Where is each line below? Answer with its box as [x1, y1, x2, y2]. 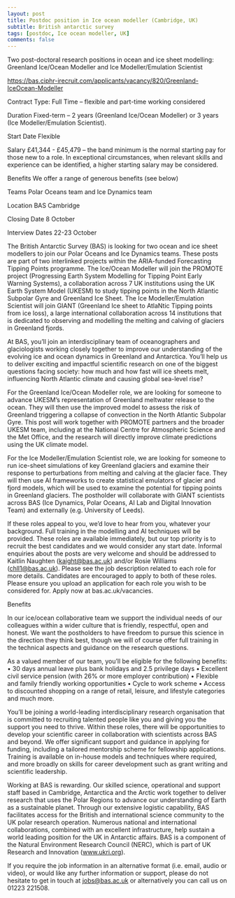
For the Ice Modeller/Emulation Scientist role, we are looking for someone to [7, 454, 226, 462]
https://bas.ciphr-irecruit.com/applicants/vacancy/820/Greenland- [7, 76, 199, 85]
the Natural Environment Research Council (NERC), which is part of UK [7, 841, 211, 849]
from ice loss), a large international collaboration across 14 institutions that [7, 309, 222, 317]
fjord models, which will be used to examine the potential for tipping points [7, 484, 222, 492]
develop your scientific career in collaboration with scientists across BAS [7, 730, 218, 739]
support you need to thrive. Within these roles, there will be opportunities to [7, 723, 225, 731]
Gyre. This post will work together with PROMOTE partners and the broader [7, 418, 225, 427]
